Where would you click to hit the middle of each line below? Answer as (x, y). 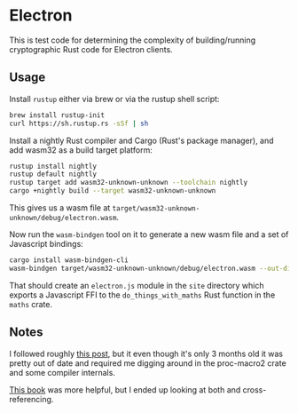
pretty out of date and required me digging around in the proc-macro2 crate (148, 363)
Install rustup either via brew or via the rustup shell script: (114, 99)
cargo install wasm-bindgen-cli (69, 260)
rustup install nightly (53, 166)
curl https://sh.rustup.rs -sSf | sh (79, 123)
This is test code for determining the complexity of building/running (133, 40)
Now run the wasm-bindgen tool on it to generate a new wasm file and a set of (149, 234)
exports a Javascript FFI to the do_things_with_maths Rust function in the (142, 295)
